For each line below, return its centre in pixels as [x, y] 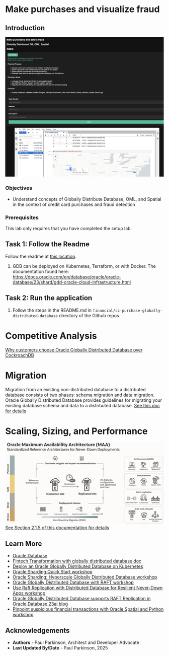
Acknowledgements [37, 630]
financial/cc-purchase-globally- [128, 311]
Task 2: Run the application [49, 298]
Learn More [24, 543]
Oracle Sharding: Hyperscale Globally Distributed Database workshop [85, 577]
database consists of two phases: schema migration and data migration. [80, 395]
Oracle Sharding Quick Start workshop [52, 572]
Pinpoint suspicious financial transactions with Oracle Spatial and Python [88, 609]
